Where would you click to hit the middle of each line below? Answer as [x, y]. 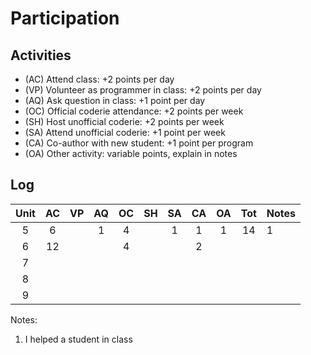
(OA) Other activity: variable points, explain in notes [131, 153]
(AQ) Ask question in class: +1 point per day [115, 100]
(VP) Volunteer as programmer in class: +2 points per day [143, 90]
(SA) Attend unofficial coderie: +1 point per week [125, 132]
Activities [41, 55]
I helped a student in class [78, 339]
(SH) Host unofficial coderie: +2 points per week [124, 121]
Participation [65, 18]
